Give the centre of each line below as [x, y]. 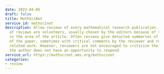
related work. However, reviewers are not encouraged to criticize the [84, 46]
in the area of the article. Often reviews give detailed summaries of [84, 37]
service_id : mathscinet [29, 23]
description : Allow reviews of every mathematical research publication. [82, 28]
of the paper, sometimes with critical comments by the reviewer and [82, 41]
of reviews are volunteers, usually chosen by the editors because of [83, 32]
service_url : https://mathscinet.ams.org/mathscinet [60, 55]
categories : [17, 59]
